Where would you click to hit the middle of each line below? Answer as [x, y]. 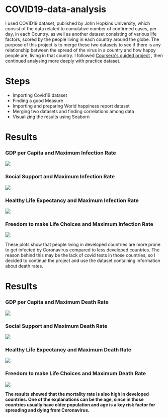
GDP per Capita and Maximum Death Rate [57, 302]
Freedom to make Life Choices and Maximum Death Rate [76, 374]
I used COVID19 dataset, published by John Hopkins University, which [78, 23]
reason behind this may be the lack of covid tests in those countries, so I [80, 255]
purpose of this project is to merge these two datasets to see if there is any [83, 44]
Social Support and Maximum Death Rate [56, 326]
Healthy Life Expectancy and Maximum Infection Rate [72, 200]
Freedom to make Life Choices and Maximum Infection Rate [79, 224]
